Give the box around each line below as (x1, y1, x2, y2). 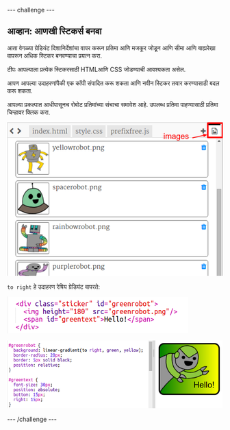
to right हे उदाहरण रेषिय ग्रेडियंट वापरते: (7, 283, 101, 291)
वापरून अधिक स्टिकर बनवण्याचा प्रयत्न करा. (7, 51, 103, 60)
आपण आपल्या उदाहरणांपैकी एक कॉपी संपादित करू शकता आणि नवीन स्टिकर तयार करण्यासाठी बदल (7, 79, 220, 87)
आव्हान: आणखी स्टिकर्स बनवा (7, 25, 102, 37)
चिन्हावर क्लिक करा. (7, 108, 51, 116)
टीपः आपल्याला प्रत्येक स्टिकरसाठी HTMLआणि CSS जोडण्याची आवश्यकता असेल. (7, 65, 186, 73)
